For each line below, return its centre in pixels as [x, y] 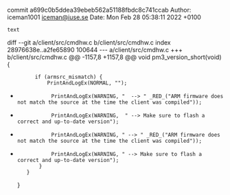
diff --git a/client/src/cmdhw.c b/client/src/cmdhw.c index [89, 43]
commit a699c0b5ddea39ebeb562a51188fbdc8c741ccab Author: [99, 10]
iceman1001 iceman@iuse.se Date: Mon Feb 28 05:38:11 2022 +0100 [104, 17]
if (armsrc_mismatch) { [69, 77]
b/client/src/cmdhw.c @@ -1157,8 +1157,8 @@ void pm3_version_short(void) [114, 57]
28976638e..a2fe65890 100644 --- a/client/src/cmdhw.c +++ [95, 50]
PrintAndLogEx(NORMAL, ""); [87, 83]
